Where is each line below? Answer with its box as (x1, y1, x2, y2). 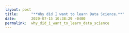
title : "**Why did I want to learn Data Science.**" (5, 12, 125, 16)
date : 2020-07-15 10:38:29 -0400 (5, 16, 86, 21)
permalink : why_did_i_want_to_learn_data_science (5, 20, 110, 26)
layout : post (5, 7, 32, 12)
